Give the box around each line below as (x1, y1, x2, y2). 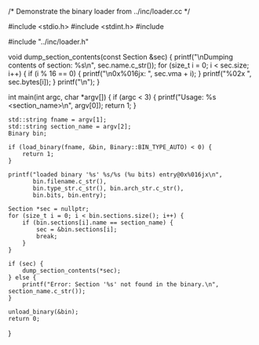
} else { (8, 274, 37, 281)
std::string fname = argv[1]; (8, 116, 108, 124)
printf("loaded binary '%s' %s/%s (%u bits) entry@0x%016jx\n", (8, 171, 223, 179)
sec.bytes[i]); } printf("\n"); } (8, 78, 100, 86)
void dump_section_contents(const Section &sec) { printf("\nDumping (8, 53, 233, 61)
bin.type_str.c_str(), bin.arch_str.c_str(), (32, 184, 184, 192)
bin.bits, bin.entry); (32, 191, 108, 199)
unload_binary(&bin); (8, 308, 79, 316)
